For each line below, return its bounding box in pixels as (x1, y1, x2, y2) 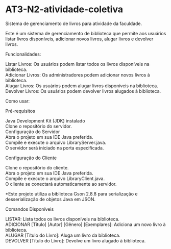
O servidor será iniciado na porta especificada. (5, 144, 104, 151)
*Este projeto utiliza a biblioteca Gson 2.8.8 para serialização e (5, 190, 138, 197)
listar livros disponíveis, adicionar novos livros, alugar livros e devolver (5, 36, 154, 42)
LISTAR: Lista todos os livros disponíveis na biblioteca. (5, 216, 120, 222)
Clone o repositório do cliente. (5, 164, 69, 170)
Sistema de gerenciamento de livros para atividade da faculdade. (5, 20, 142, 27)
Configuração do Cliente (5, 155, 57, 161)
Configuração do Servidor (5, 129, 60, 135)
